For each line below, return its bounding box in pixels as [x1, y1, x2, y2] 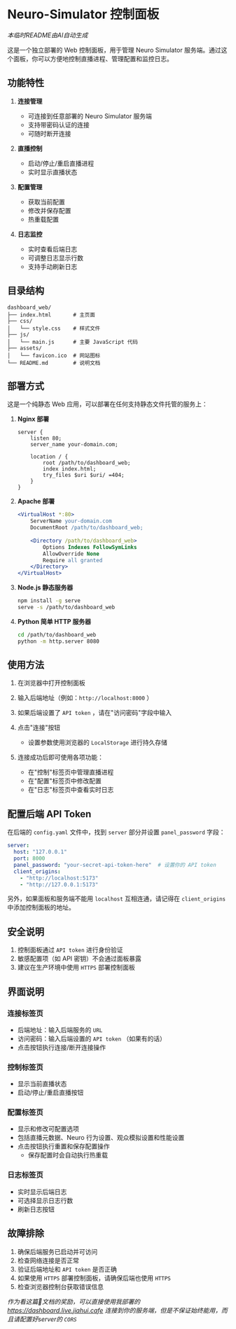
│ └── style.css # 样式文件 [7, 325, 101, 332]
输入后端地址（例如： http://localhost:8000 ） [17, 694, 153, 702]
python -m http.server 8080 [17, 638, 99, 645]
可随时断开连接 [27, 129, 71, 137]
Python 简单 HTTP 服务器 [17, 617, 91, 625]
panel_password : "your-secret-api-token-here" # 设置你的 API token [13, 861, 217, 868]
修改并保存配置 [27, 206, 71, 214]
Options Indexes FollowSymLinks [43, 543, 137, 550]
